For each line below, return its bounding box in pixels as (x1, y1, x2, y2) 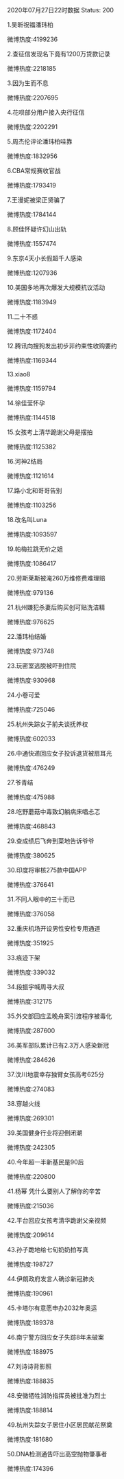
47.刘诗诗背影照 (7, 1362, 52, 1370)
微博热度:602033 (7, 734, 56, 743)
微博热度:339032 (7, 968, 56, 976)
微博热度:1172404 (7, 327, 57, 335)
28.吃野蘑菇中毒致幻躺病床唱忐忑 (7, 808, 101, 815)
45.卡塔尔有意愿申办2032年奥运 (7, 1304, 97, 1312)
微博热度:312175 (7, 997, 53, 1005)
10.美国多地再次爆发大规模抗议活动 (7, 284, 106, 291)
